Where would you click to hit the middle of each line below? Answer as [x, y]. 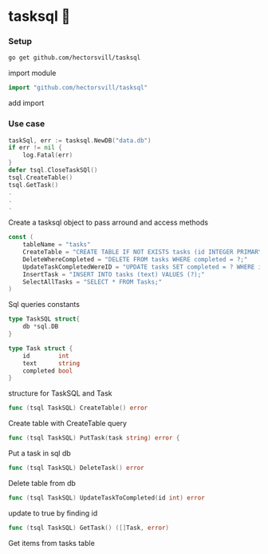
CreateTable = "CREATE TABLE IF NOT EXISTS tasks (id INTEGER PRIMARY [142, 252]
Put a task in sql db [40, 453]
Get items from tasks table [52, 543]
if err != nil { [35, 148]
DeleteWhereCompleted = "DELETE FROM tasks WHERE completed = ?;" [135, 259]
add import [26, 103]
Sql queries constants [44, 305]
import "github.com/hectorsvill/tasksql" [78, 88]
